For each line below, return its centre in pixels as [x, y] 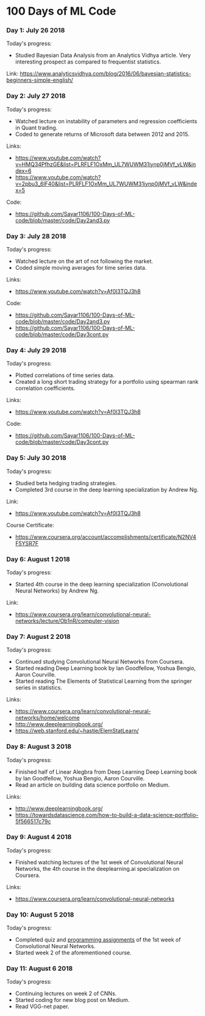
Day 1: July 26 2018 [36, 31]
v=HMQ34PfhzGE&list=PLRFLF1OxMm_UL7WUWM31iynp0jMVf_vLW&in [106, 164]
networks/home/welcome [47, 718]
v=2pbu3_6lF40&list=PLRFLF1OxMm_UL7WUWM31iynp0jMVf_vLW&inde [106, 184]
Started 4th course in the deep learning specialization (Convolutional [102, 584]
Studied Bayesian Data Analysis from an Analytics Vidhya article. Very [103, 56]
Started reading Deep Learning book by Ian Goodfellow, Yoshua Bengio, [106, 668]
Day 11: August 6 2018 [40, 968]
